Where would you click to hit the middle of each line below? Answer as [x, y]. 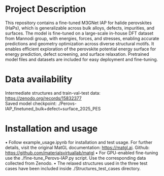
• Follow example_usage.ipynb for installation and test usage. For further [79, 142]
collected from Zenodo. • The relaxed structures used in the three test [76, 163]
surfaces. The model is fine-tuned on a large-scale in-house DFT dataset [79, 33]
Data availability [39, 79]
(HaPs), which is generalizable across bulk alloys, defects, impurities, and [80, 28]
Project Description [46, 9]
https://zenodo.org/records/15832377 [44, 98]
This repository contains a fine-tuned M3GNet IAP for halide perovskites [78, 23]
